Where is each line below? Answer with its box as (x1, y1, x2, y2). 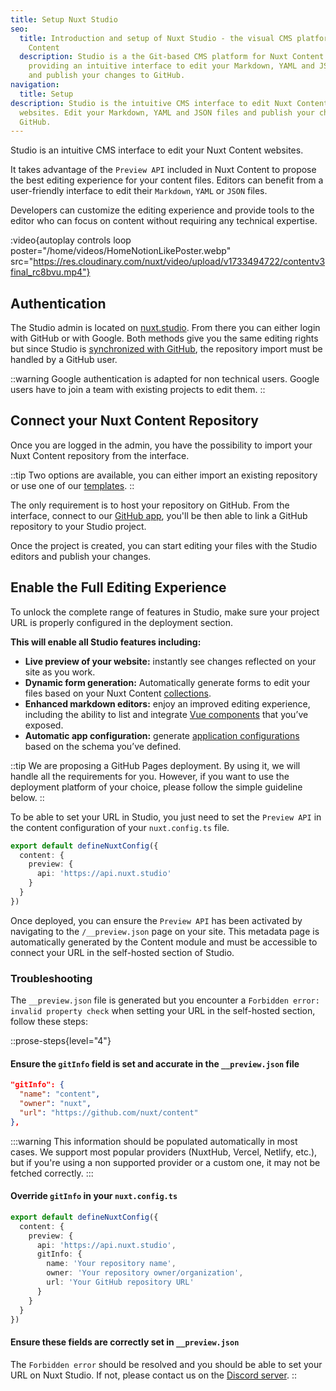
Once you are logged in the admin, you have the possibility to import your (10, 439, 313, 451)
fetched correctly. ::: (10, 1167, 94, 1179)
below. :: (10, 791, 45, 803)
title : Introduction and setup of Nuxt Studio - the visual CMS (19, 33, 293, 43)
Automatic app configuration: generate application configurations (24, 729, 300, 741)
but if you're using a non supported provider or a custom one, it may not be (10, 1156, 321, 1168)
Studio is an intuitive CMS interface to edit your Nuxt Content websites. (10, 144, 304, 156)
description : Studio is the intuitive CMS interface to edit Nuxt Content (10, 98, 329, 108)
